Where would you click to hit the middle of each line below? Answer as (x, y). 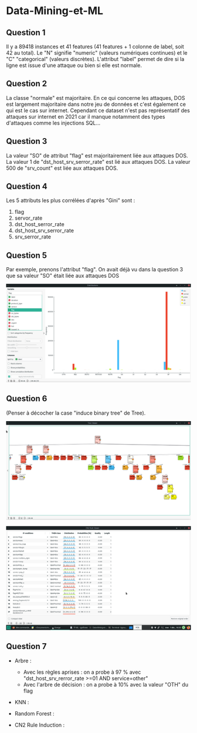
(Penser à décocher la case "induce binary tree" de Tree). (76, 413)
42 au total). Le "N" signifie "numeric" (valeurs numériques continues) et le (97, 53)
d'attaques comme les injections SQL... (53, 123)
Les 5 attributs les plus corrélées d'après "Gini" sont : (71, 200)
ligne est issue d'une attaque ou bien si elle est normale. (74, 65)
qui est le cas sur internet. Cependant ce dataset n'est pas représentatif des (98, 110)
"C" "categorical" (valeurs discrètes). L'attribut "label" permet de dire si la (95, 59)
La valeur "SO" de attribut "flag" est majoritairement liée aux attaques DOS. (97, 155)
